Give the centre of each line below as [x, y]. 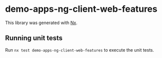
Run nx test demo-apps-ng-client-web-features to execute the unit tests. [80, 50]
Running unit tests [34, 38]
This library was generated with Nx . [41, 23]
